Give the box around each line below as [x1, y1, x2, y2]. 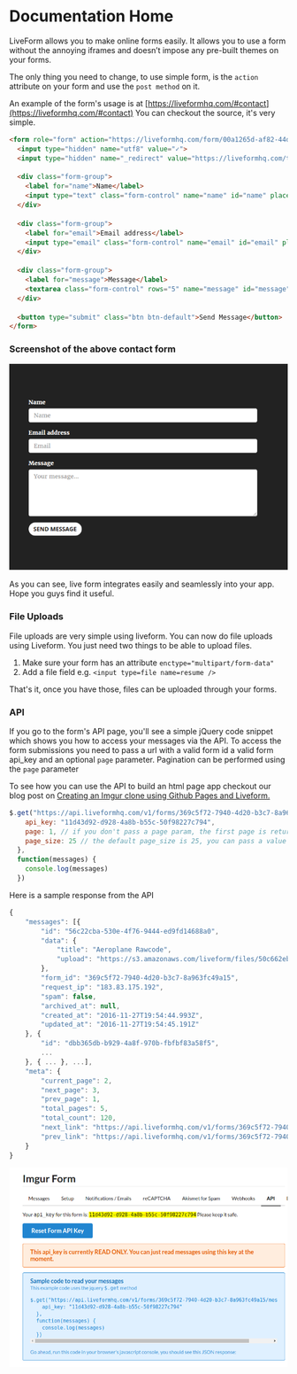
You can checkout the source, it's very [135, 107, 276, 118]
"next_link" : [41, 1123, 89, 1132]
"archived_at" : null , [41, 1001, 121, 1011]
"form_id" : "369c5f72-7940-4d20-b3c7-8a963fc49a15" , [41, 974, 240, 982]
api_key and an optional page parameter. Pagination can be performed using [9, 754, 286, 765]
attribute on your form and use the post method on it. [9, 81, 201, 91]
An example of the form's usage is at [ [9, 97, 148, 108]
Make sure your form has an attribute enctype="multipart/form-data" [21, 657, 275, 668]
